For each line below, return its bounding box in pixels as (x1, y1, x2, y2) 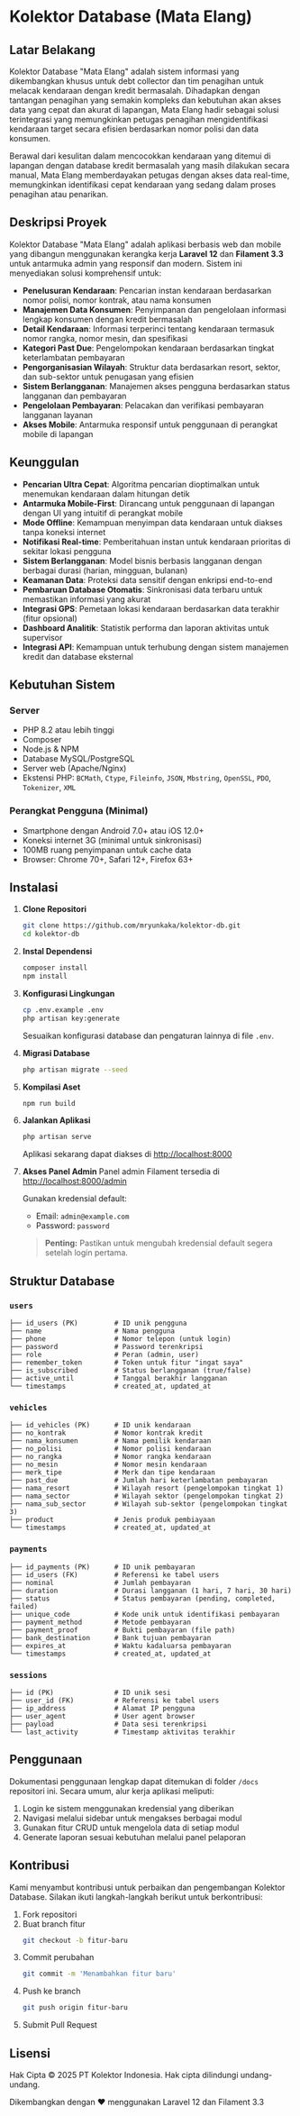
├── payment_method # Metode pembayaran (9, 1618, 192, 1627)
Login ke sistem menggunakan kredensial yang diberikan (22, 1802, 234, 1813)
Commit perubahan (22, 1952, 95, 1963)
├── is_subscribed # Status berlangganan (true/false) (9, 1365, 252, 1375)
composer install (22, 963, 88, 972)
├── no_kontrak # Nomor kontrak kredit (9, 1428, 204, 1438)
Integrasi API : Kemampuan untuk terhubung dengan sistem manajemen (22, 642, 289, 652)
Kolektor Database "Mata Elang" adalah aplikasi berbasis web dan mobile (9, 239, 282, 250)
